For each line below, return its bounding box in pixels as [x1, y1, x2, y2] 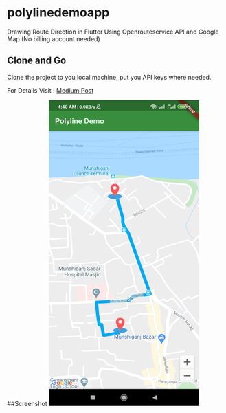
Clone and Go [7, 55, 67, 67]
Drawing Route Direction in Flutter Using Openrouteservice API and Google [7, 27, 219, 36]
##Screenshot [7, 399, 47, 408]
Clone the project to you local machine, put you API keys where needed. [7, 73, 212, 81]
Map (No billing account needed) [7, 34, 101, 43]
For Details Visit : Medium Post [7, 86, 94, 94]
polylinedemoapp [7, 5, 110, 21]
